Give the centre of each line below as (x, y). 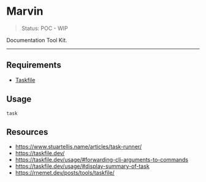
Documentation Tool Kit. (37, 40)
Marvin (25, 11)
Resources (27, 132)
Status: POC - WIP (45, 28)
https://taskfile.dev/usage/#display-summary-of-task (82, 166)
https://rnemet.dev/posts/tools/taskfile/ (65, 173)
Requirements (34, 65)
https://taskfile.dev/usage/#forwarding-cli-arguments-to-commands (102, 160)
